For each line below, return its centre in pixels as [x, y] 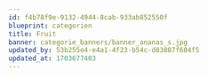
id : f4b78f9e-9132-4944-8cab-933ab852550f [88, 17]
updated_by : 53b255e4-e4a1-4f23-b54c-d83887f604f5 [104, 50]
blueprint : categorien [50, 26]
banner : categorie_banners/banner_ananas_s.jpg [98, 42]
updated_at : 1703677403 [52, 58]
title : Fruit [32, 34]
